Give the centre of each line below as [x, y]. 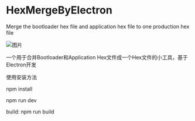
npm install [19, 89]
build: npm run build [30, 112]
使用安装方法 [21, 77]
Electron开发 [21, 65]
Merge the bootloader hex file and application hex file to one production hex [98, 26]
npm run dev [21, 100]
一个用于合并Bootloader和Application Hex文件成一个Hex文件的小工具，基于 [97, 57]
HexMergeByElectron [59, 10]
